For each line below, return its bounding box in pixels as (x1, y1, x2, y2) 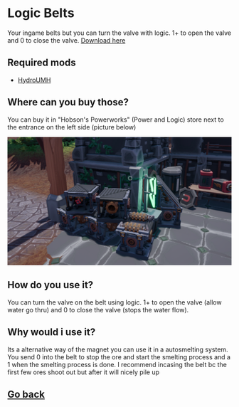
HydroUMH (17, 75, 51, 84)
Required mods (7, 57, 76, 69)
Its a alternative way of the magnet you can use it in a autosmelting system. (7, 345, 229, 354)
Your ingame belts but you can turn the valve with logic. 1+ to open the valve (7, 28, 232, 37)
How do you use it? (7, 279, 94, 291)
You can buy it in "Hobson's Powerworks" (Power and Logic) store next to (7, 115, 224, 124)
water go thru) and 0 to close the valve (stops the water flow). (7, 305, 189, 314)
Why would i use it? (7, 326, 96, 339)
